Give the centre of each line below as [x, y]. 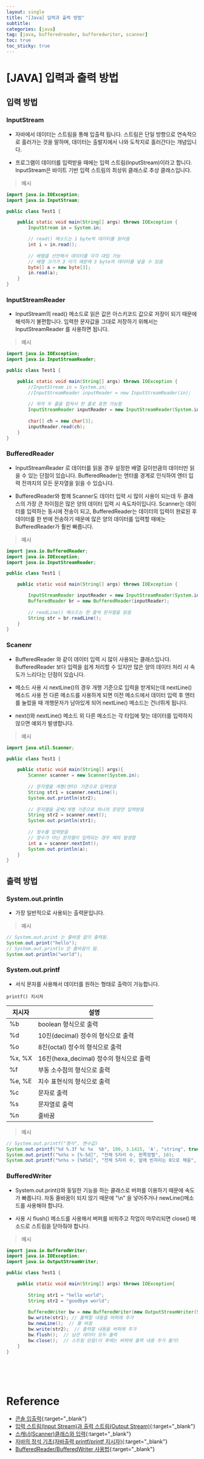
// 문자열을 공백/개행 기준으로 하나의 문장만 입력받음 [86, 809]
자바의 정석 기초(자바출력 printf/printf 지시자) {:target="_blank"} [91, 1442]
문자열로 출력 [56, 1104]
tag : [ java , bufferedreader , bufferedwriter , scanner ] [77, 35]
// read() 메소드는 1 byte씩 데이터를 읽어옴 [79, 239]
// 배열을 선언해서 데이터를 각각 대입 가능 [74, 256]
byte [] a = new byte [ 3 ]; [59, 267]
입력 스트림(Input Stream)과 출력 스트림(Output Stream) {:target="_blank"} [105, 1426]
